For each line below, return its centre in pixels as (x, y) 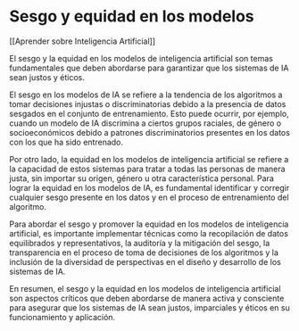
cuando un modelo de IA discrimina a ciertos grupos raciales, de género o (145, 123)
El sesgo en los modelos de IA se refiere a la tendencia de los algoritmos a (146, 95)
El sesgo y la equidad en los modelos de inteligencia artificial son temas (141, 58)
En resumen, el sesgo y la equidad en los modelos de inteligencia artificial (145, 288)
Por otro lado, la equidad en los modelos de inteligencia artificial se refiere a (149, 159)
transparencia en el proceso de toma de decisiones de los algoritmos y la (144, 252)
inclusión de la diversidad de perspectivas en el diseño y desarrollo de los (145, 261)
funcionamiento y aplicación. (62, 317)
